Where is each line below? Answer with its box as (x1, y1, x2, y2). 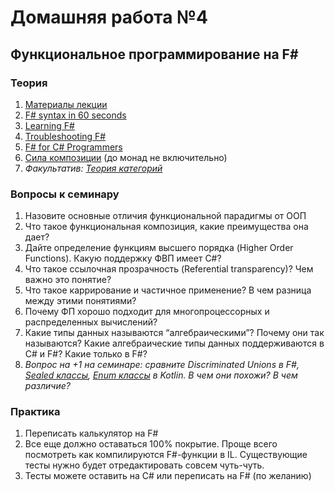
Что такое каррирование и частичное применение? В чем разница (24, 284, 312, 296)
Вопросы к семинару (10, 187, 120, 201)
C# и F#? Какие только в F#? (24, 348, 148, 360)
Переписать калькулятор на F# (24, 427, 159, 440)
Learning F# (24, 119, 75, 131)
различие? (24, 380, 71, 392)
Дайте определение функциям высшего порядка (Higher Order (24, 242, 294, 254)
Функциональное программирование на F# (10, 46, 299, 63)
